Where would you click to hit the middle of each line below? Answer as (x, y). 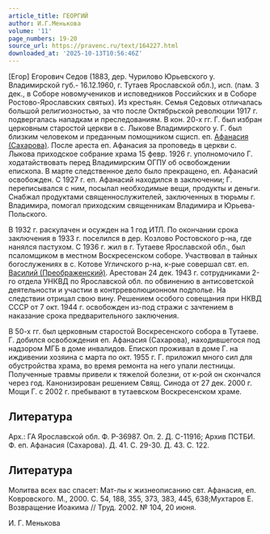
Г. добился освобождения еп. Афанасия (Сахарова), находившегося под (134, 340)
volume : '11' (30, 31)
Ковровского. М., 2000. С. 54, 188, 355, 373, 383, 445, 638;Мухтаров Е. (131, 498)
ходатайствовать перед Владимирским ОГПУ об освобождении (119, 162)
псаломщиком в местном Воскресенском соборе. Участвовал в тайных (133, 255)
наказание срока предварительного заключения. (94, 316)
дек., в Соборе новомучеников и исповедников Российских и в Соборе (133, 93)
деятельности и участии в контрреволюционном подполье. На (117, 290)
